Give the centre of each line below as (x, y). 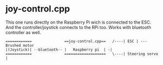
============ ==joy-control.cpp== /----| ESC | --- (76, 41)
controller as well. (23, 32)
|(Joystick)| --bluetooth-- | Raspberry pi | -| (59, 50)
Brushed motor (20, 45)
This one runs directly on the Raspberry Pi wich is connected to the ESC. (78, 22)
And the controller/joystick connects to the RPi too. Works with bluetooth (78, 27)
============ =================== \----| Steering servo (82, 54)
